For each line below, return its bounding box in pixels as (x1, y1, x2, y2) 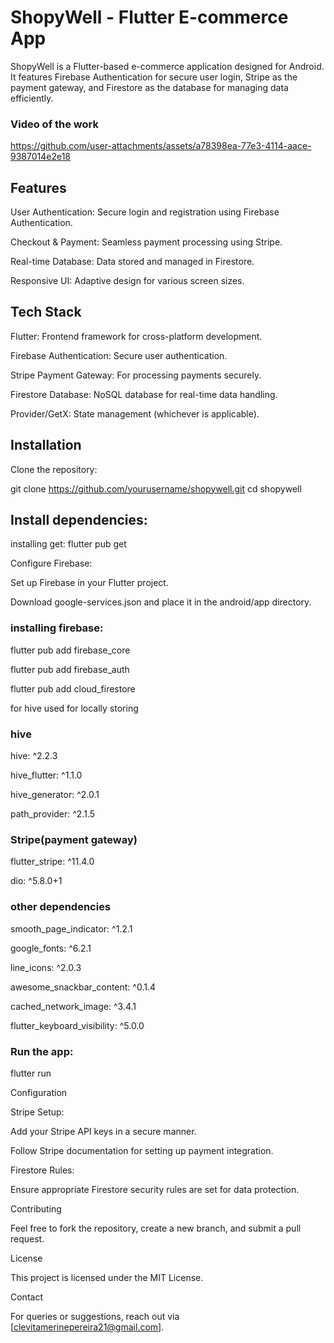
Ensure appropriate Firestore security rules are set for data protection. (10, 1183, 300, 1195)
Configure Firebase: (10, 557, 93, 570)
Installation (10, 437, 82, 454)
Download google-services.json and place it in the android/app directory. (10, 596, 312, 608)
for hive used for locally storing (10, 702, 139, 714)
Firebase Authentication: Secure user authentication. (10, 349, 228, 361)
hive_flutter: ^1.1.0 (10, 769, 83, 781)
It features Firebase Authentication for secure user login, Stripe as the (10, 71, 298, 83)
